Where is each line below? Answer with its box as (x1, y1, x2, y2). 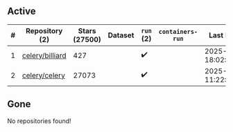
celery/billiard (21, 50, 67, 60)
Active (7, 6, 36, 17)
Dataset (107, 30, 135, 40)
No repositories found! (7, 117, 71, 125)
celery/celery (21, 70, 66, 80)
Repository (25, 26, 63, 35)
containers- (158, 28, 198, 35)
